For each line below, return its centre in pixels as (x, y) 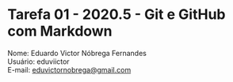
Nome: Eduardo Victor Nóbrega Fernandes (77, 53)
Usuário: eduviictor (38, 61)
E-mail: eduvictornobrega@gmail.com (69, 69)
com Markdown (60, 31)
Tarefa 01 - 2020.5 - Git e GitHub (116, 15)
